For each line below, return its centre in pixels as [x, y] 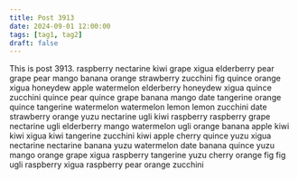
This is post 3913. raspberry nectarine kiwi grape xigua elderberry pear [142, 69]
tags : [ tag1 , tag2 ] [46, 34]
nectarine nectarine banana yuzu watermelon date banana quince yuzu [142, 146]
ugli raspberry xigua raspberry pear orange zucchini [107, 165]
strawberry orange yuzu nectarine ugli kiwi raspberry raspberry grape [140, 117]
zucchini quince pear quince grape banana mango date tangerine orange [145, 98]
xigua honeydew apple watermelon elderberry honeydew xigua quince [141, 88]
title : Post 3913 [42, 18]
